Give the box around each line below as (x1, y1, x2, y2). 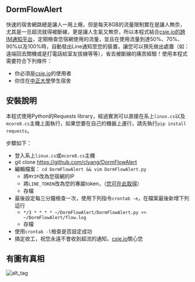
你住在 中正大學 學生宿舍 (14, 77, 71, 84)
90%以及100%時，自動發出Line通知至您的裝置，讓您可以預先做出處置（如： (6, 43, 190, 50)
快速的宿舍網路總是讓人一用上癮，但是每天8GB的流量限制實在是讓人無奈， (6, 20, 186, 28)
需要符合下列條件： (6, 57, 53, 64)
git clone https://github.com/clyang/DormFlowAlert (14, 158, 137, 165)
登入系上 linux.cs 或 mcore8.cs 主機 (14, 152, 95, 159)
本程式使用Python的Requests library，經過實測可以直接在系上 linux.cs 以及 (6, 112, 186, 119)
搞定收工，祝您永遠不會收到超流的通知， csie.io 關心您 (14, 235, 143, 242)
